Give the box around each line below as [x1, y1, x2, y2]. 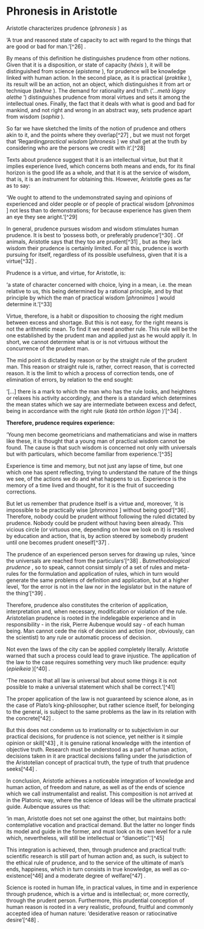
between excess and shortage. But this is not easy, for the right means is [6, 318, 189, 326]
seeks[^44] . [6, 765, 38, 772]
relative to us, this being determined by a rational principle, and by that [6, 287, 183, 295]
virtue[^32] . [6, 257, 37, 265]
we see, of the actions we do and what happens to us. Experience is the [6, 475, 186, 482]
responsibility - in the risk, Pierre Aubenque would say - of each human [6, 620, 185, 628]
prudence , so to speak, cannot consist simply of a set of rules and [6, 563, 174, 571]
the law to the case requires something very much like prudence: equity [6, 658, 186, 665]
